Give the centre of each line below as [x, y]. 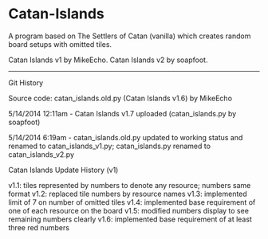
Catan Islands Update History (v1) [63, 170]
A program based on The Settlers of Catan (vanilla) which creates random [130, 36]
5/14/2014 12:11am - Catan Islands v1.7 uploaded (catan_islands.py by [122, 113]
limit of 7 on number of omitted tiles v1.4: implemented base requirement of [132, 202]
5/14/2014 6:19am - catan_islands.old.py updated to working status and [126, 137]
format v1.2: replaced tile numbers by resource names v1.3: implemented [128, 194]
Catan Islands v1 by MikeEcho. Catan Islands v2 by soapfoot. [108, 60]
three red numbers [39, 227]
